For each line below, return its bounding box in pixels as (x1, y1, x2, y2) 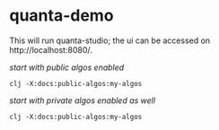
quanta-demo (9, 5, 114, 26)
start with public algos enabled (9, 62, 125, 73)
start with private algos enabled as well (9, 95, 155, 106)
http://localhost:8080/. (9, 44, 92, 55)
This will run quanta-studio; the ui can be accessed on (9, 35, 211, 46)
